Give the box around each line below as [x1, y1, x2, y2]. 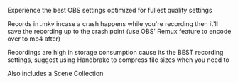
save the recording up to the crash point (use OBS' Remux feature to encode [7, 27, 232, 35]
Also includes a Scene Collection [7, 70, 104, 77]
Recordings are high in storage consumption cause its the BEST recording [7, 49, 224, 56]
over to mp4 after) [7, 34, 61, 43]
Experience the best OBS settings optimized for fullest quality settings [7, 6, 212, 14]
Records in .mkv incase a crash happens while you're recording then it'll [7, 20, 219, 27]
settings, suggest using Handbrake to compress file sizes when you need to [7, 56, 229, 64]
